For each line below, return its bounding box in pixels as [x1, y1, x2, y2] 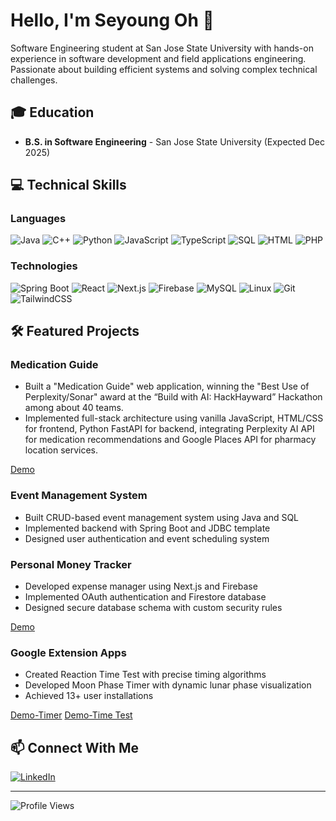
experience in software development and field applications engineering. [10, 52, 307, 64]
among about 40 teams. [24, 402, 124, 414]
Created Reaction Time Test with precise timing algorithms [24, 669, 267, 681]
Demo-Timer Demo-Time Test [10, 709, 133, 721]
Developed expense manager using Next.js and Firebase [24, 580, 258, 593]
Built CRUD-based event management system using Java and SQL [24, 511, 300, 523]
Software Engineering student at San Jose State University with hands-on [10, 42, 314, 54]
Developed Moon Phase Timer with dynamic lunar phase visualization [24, 679, 312, 691]
